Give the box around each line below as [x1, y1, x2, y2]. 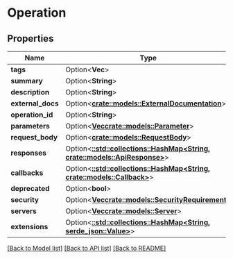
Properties [7, 33, 54, 44]
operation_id [10, 110, 53, 119]
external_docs [10, 99, 59, 108]
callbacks [10, 168, 44, 178]
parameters [10, 122, 50, 131]
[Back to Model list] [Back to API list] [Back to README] [7, 244, 166, 252]
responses [10, 148, 46, 158]
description [10, 87, 50, 97]
